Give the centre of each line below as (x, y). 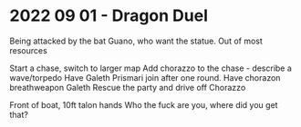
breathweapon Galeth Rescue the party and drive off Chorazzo (128, 87)
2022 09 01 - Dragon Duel (109, 16)
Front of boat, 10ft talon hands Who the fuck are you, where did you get (144, 104)
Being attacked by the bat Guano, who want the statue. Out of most (136, 41)
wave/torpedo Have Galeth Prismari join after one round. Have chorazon (145, 77)
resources (28, 50)
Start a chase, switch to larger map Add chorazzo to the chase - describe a (150, 68)
